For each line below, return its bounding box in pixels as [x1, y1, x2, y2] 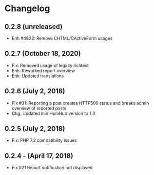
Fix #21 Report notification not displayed [11, 165, 93, 171]
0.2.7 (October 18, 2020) [4, 49, 81, 58]
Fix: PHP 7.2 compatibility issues [11, 137, 77, 143]
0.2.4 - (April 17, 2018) [4, 152, 74, 160]
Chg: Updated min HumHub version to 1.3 [11, 110, 96, 116]
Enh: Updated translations [11, 73, 64, 79]
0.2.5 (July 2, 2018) [4, 125, 65, 133]
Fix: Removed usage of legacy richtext [11, 62, 89, 68]
